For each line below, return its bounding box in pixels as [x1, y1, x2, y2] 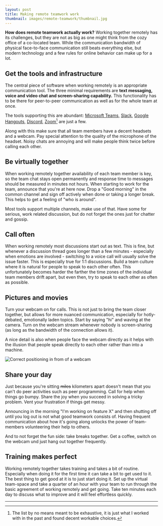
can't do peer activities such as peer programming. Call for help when [5, 389, 145, 394]
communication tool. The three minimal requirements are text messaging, [5, 88, 153, 94]
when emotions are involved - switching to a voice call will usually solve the [5, 254, 156, 260]
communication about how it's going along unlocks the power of [5, 419, 134, 425]
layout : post [5, 7, 32, 12]
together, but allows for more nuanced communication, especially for [5, 312, 143, 318]
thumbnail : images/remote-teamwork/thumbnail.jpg [5, 16, 108, 21]
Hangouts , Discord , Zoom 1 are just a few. [5, 118, 87, 124]
